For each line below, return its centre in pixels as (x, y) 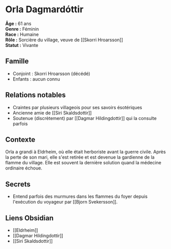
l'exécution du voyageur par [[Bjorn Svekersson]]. (65, 202)
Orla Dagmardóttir (44, 9)
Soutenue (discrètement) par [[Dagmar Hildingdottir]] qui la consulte (84, 118)
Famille (17, 61)
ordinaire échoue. (24, 168)
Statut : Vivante (22, 45)
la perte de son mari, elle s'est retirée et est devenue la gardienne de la (80, 157)
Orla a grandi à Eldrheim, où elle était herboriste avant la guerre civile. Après (86, 152)
